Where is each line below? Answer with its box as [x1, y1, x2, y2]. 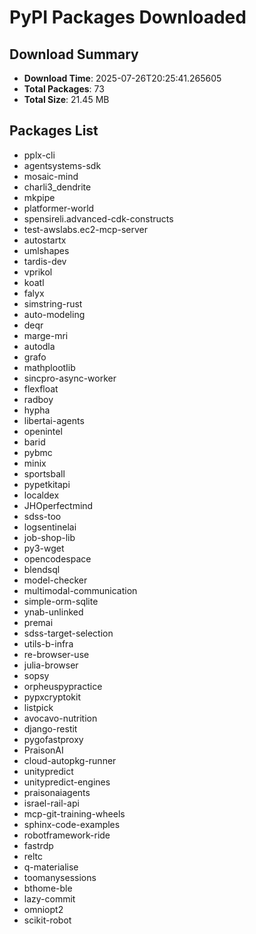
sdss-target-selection [23, 627, 114, 639]
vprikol [23, 266, 53, 278]
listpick [23, 701, 54, 713]
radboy [23, 393, 54, 405]
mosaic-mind [23, 170, 79, 182]
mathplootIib [23, 361, 76, 373]
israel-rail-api [23, 797, 80, 809]
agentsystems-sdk [23, 159, 102, 171]
